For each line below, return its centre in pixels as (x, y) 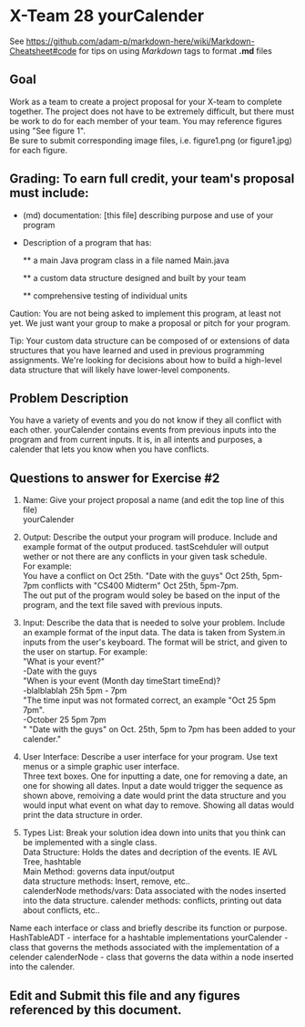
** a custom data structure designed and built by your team (134, 278)
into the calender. (42, 967)
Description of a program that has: (87, 242)
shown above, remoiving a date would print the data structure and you (154, 796)
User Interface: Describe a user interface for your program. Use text (150, 757)
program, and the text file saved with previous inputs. (122, 605)
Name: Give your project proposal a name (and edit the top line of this (153, 500)
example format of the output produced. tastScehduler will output (146, 547)
